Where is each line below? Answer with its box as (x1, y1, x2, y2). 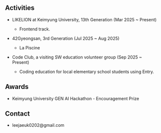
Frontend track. (19, 26, 50, 32)
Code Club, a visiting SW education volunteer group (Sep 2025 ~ (12, 54, 142, 60)
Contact (5, 110, 30, 118)
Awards (5, 83, 29, 91)
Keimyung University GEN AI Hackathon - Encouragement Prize (12, 95, 139, 101)
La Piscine (19, 44, 40, 50)
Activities (5, 4, 35, 12)
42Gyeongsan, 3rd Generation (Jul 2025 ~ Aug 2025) (12, 35, 120, 41)
